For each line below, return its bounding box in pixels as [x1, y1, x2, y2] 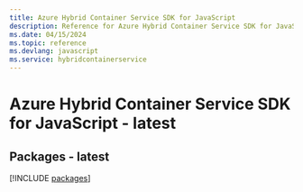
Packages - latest [9, 149, 110, 164]
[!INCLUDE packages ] [9, 173, 91, 183]
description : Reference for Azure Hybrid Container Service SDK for [9, 22, 272, 31]
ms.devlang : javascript [9, 47, 99, 56]
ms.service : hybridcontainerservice [9, 55, 147, 64]
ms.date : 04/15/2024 [9, 30, 87, 39]
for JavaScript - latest [9, 114, 177, 133]
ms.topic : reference [9, 38, 87, 48]
